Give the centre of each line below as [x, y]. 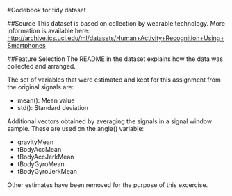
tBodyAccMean [39, 149]
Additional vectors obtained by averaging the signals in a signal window [110, 121]
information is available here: [49, 31]
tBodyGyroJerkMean [47, 171]
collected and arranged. [42, 66]
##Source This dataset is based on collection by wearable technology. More [116, 23]
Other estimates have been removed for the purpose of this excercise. [108, 185]
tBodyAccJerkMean [45, 157]
